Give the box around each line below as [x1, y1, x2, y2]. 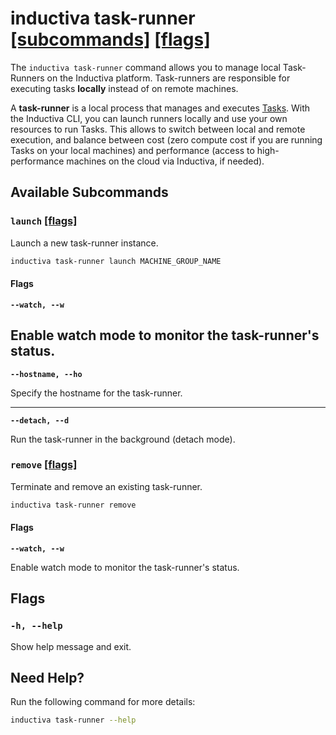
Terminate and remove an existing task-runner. [10, 480, 203, 492]
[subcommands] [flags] [10, 28, 211, 51]
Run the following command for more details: [10, 696, 196, 708]
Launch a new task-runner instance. [10, 237, 159, 249]
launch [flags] [10, 214, 78, 228]
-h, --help [10, 620, 63, 632]
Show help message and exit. [10, 640, 132, 652]
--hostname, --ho [10, 369, 83, 379]
